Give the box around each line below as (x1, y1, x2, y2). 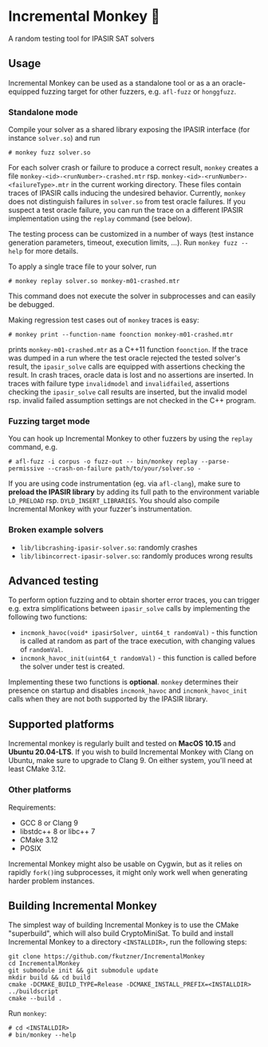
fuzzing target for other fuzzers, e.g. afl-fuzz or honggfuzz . (41, 86, 237, 96)
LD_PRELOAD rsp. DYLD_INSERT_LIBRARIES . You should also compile (8, 496, 220, 506)
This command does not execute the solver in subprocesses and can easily (8, 291, 256, 301)
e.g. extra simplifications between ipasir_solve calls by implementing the (8, 604, 250, 613)
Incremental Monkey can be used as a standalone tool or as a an (8, 78, 221, 87)
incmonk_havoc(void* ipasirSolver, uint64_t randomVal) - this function (19, 628, 258, 637)
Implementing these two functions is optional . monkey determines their (8, 677, 239, 687)
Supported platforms (8, 717, 114, 731)
